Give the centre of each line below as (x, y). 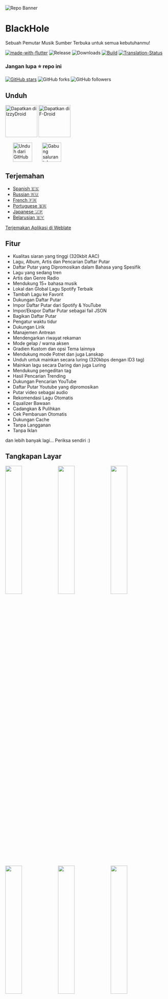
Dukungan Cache (31, 419)
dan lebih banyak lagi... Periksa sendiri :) (48, 440)
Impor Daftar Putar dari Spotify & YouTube (57, 305)
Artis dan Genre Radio (36, 278)
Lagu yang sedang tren (37, 272)
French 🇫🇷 (25, 200)
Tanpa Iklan (25, 430)
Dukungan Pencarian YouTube (44, 381)
